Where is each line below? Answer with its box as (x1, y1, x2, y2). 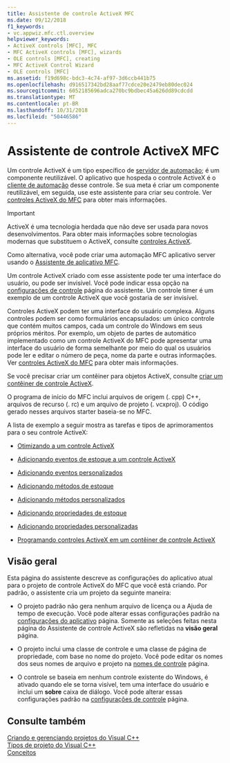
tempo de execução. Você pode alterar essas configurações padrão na (17, 609, 220, 617)
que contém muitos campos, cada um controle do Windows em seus (7, 322, 202, 330)
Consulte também (7, 715, 86, 727)
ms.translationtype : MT (7, 94, 76, 101)
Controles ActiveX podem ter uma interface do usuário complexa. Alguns (7, 306, 215, 315)
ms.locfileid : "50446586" (7, 113, 82, 120)
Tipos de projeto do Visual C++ (7, 741, 97, 749)
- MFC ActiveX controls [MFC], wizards (7, 49, 122, 56)
